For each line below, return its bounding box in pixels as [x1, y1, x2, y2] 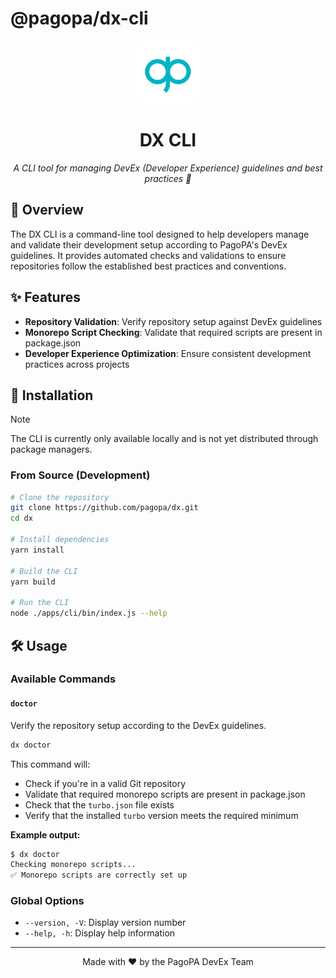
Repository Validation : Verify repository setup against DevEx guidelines [24, 315, 323, 327]
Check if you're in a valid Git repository [24, 777, 187, 789]
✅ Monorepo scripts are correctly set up [10, 870, 188, 881]
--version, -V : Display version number [24, 917, 187, 929]
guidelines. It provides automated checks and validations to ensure [10, 249, 287, 261]
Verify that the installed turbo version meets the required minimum [24, 809, 299, 821]
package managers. [10, 443, 93, 456]
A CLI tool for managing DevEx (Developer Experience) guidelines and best [13, 162, 323, 174]
